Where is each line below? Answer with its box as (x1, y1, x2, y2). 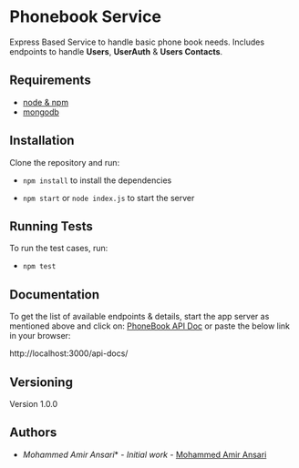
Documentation (9, 287, 100, 302)
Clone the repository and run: (9, 157, 120, 168)
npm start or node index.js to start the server (22, 192, 195, 203)
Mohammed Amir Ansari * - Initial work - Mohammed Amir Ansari (22, 449, 267, 460)
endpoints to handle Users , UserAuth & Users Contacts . (9, 46, 223, 56)
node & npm (22, 97, 69, 107)
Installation (9, 133, 75, 148)
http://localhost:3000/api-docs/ (9, 348, 129, 359)
